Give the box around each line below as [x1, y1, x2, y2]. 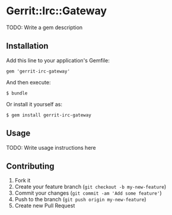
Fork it [14, 177, 31, 184]
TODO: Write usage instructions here [6, 144, 96, 151]
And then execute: [6, 78, 51, 86]
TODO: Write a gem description [6, 24, 83, 31]
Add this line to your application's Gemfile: [6, 56, 110, 64]
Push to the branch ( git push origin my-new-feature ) [14, 196, 146, 203]
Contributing [6, 161, 55, 171]
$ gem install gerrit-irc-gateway [6, 112, 92, 118]
